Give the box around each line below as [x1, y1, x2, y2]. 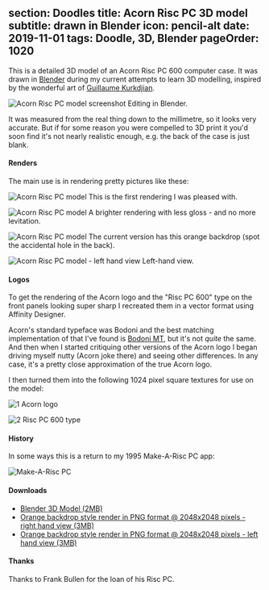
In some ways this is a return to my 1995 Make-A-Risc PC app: [8, 451, 215, 461]
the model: [8, 383, 44, 394]
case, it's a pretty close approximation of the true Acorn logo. [8, 359, 213, 370]
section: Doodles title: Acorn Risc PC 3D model [8, 6, 248, 20]
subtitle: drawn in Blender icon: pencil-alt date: [8, 19, 250, 33]
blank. [8, 140, 29, 149]
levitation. [8, 216, 41, 226]
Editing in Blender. [127, 98, 188, 108]
